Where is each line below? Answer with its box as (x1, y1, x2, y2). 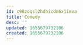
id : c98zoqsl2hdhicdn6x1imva (6, 8, 77, 15)
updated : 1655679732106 (6, 25, 64, 31)
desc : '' (6, 19, 27, 25)
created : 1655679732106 (6, 30, 64, 36)
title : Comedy (6, 14, 41, 20)
